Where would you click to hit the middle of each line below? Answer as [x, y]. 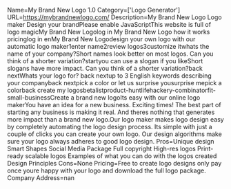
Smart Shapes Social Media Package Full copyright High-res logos [102, 148]
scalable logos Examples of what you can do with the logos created [121, 156]
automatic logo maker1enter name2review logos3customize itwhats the [108, 46]
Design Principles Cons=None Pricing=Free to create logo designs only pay [114, 163]
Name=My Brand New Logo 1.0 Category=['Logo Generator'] [94, 10]
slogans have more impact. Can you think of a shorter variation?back [105, 68]
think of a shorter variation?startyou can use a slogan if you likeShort [105, 61]
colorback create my [37, 90]
